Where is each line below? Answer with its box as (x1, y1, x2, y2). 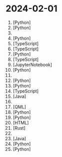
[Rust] (12, 125, 26, 131)
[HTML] (12, 120, 29, 126)
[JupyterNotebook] (12, 62, 53, 68)
